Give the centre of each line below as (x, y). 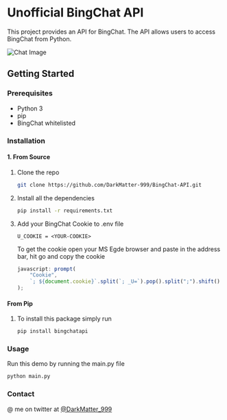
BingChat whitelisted (46, 123)
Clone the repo (38, 172)
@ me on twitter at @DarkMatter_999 (60, 409)
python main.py (29, 376)
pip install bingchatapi (52, 331)
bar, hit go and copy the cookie (61, 256)
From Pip (20, 303)
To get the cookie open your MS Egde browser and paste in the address (119, 249)
